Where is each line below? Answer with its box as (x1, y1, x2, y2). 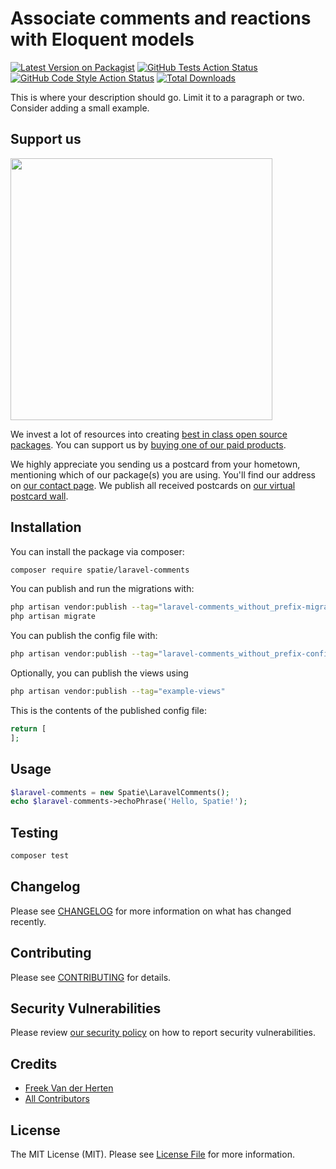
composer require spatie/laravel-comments (10, 565, 190, 575)
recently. (10, 915, 47, 927)
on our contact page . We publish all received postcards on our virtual (10, 479, 296, 491)
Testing (10, 824, 59, 841)
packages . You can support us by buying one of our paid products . (10, 438, 287, 451)
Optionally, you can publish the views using (10, 667, 189, 679)
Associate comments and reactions (10, 7, 312, 30)
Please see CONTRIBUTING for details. (10, 971, 172, 983)
